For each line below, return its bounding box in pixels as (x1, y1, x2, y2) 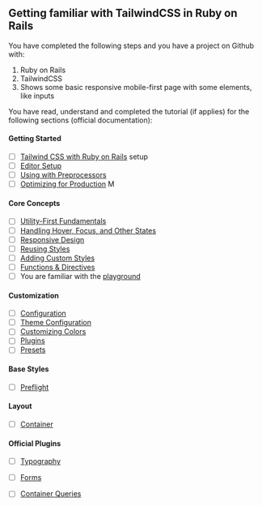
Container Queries (19, 489, 82, 499)
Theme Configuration (19, 318, 91, 328)
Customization (8, 290, 59, 300)
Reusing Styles (19, 243, 70, 254)
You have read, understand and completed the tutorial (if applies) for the (8, 106, 250, 116)
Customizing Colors (19, 327, 87, 337)
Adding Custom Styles (19, 253, 95, 263)
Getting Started (8, 134, 62, 144)
